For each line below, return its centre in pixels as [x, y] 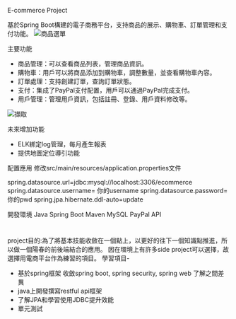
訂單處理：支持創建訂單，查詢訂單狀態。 [76, 81]
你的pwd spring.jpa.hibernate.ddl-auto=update [75, 199]
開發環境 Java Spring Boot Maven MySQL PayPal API [84, 214]
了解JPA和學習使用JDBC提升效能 [66, 300]
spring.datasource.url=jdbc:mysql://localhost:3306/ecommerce [100, 182]
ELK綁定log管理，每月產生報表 [62, 144]
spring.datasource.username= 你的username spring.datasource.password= [118, 191]
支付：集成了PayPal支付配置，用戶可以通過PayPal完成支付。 [106, 90]
